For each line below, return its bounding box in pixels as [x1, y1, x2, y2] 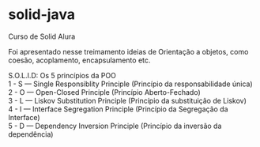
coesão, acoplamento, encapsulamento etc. [8, 55, 151, 65]
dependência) [8, 129, 54, 139]
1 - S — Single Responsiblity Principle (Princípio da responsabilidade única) [8, 79, 253, 89]
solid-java [8, 6, 75, 24]
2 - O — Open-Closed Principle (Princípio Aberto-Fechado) [8, 87, 202, 96]
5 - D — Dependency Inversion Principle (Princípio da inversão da [8, 121, 222, 130]
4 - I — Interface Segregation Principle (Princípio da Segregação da [8, 104, 228, 114]
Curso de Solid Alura [8, 32, 76, 41]
